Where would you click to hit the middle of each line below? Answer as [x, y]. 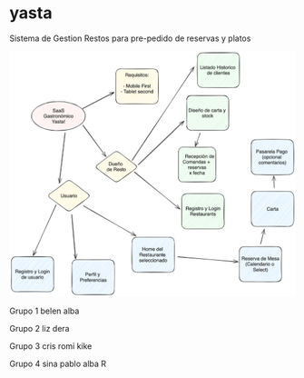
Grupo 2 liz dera [39, 328]
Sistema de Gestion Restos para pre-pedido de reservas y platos [130, 38]
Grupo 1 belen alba [44, 311]
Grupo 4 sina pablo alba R [58, 363]
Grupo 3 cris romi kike [51, 346]
